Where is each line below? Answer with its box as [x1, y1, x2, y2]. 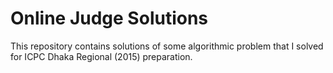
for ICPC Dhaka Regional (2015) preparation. [10, 50, 193, 62]
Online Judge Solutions [10, 7, 209, 30]
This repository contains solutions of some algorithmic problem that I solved [10, 40, 324, 52]
